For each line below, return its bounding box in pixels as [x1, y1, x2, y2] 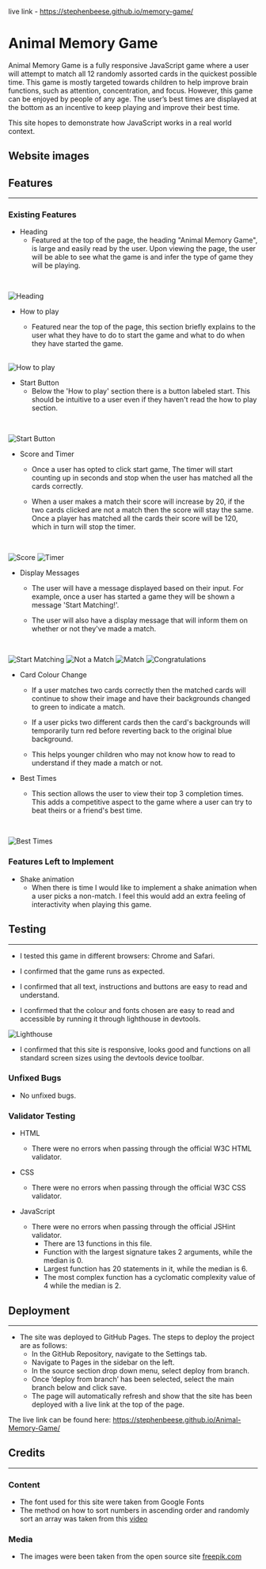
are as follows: [19, 1340, 67, 1350]
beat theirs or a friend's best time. [31, 805, 142, 815]
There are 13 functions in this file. [43, 1239, 153, 1248]
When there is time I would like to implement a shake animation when [31, 882, 257, 892]
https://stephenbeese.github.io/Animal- [112, 1415, 241, 1424]
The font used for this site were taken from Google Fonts [19, 1497, 204, 1507]
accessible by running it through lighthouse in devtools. [19, 1014, 201, 1023]
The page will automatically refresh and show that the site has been [31, 1391, 253, 1400]
